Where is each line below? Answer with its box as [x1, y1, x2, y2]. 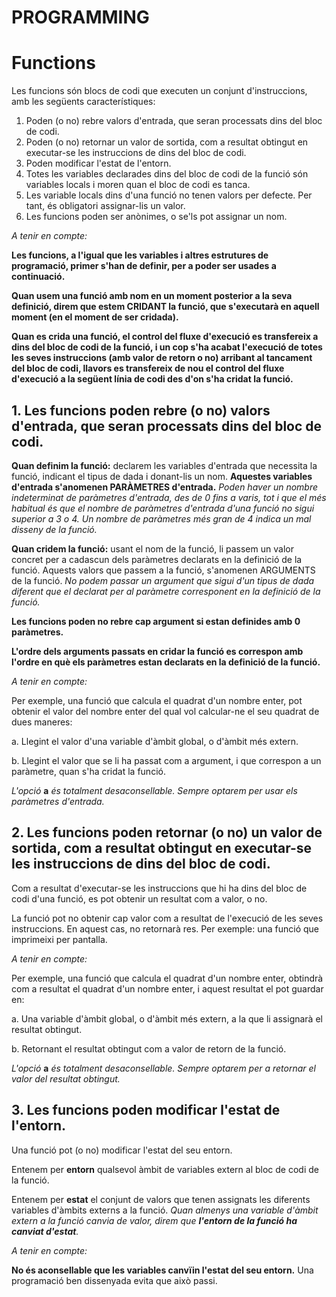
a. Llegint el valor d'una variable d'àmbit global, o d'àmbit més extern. [11, 735, 299, 747]
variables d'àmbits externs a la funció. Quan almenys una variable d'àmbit [11, 1204, 319, 1216]
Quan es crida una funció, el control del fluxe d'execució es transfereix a [11, 331, 319, 343]
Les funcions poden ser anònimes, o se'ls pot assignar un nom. [25, 211, 288, 223]
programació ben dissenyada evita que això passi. [11, 1274, 218, 1286]
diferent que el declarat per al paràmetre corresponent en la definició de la [11, 585, 321, 597]
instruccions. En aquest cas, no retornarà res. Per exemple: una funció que [11, 922, 319, 935]
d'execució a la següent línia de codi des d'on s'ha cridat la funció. [11, 373, 294, 385]
